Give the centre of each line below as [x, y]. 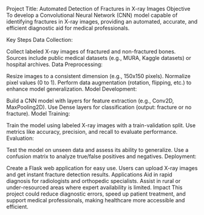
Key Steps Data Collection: [39, 40]
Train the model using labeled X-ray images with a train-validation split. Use [101, 125]
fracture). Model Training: [38, 114]
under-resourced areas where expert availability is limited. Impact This [94, 187]
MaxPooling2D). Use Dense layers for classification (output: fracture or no [99, 107]
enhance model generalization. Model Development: [72, 89]
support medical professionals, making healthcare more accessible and [96, 200]
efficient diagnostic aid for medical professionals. [68, 28]
